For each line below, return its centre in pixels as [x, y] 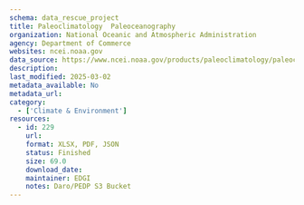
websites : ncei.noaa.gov [56, 52]
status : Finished [58, 152]
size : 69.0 [46, 161]
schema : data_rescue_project [64, 18]
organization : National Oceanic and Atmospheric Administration [133, 34]
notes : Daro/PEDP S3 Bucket [78, 187]
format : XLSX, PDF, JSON [72, 144]
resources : [30, 119]
